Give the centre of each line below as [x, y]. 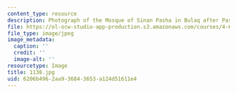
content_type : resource [42, 14]
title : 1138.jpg [31, 72]
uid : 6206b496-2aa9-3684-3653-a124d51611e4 [72, 79]
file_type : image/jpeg [41, 33]
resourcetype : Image [38, 66]
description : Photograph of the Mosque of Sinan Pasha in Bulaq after [113, 20]
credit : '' [30, 53]
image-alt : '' [34, 59]
